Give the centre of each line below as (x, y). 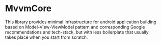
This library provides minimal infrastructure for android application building (81, 22)
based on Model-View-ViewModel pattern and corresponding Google (75, 27)
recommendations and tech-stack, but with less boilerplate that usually (77, 32)
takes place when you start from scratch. (47, 37)
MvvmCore (28, 8)
